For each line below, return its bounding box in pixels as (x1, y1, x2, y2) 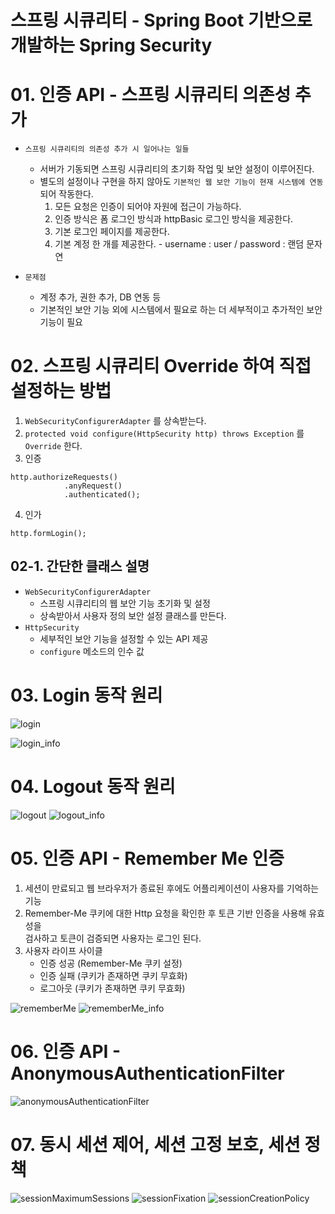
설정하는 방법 (10, 380, 112, 403)
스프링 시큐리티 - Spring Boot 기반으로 (10, 9, 313, 32)
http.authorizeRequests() (10, 472, 118, 483)
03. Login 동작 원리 (10, 684, 163, 707)
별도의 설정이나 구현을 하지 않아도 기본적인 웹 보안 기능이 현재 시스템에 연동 (39, 176, 324, 188)
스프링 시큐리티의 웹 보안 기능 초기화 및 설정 (39, 597, 211, 609)
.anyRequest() (63, 481, 123, 491)
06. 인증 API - (10, 1040, 122, 1063)
